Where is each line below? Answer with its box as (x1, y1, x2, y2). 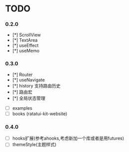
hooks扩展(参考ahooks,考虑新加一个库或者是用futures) (12, 135, 125, 142)
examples (12, 105, 32, 111)
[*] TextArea (12, 37, 38, 43)
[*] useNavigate (12, 76, 45, 82)
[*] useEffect (12, 43, 39, 49)
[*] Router (12, 72, 33, 77)
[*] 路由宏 (12, 89, 32, 95)
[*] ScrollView (12, 32, 41, 38)
